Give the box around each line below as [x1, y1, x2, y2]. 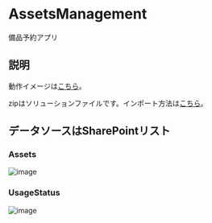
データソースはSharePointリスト [8, 124, 171, 138]
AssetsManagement [8, 5, 148, 23]
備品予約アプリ [8, 32, 58, 42]
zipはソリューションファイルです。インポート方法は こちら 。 [8, 98, 208, 108]
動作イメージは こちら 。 [8, 81, 86, 91]
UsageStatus [8, 187, 60, 198]
